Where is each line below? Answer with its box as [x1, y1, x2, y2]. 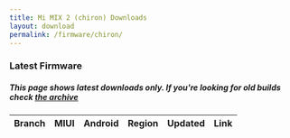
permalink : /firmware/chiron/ [9, 30, 124, 39]
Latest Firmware [9, 60, 83, 72]
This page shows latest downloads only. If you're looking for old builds [9, 82, 282, 93]
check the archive [9, 91, 79, 102]
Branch [14, 117, 46, 130]
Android [83, 117, 119, 130]
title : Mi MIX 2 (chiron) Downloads [9, 13, 147, 23]
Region [127, 117, 159, 130]
